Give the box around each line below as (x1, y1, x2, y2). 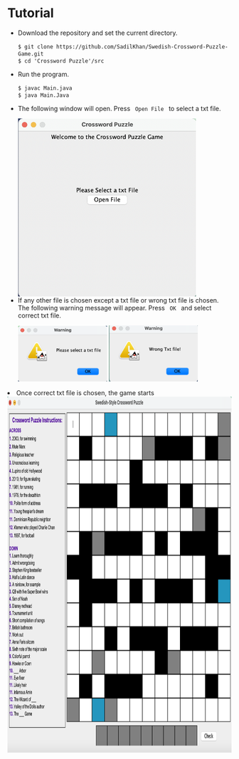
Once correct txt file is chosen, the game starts (16, 389, 154, 397)
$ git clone (17, 43, 53, 51)
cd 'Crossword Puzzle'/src (24, 57, 105, 65)
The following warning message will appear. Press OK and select (17, 303, 212, 312)
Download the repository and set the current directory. (17, 28, 178, 37)
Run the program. (17, 70, 70, 78)
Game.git (17, 50, 44, 58)
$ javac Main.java (17, 84, 73, 92)
